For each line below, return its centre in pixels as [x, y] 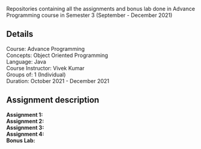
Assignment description [53, 100]
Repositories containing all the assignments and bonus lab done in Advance [101, 9]
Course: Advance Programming [45, 48]
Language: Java [26, 61]
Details [20, 34]
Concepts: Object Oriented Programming [57, 55]
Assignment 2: [25, 121]
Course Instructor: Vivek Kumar [45, 68]
